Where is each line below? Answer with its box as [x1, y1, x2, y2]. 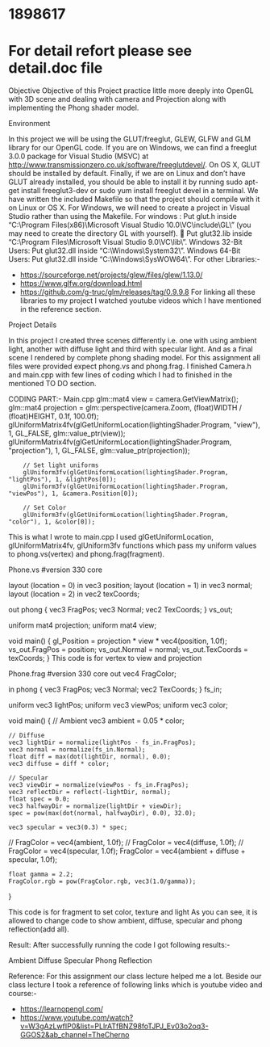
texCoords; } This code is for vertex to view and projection [8, 654, 202, 663]
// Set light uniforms [23, 461, 99, 469]
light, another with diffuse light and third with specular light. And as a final [8, 344, 253, 354]
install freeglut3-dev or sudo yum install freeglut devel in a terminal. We [21, 186, 259, 196]
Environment [8, 119, 51, 128]
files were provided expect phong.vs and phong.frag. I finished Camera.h [8, 361, 252, 372]
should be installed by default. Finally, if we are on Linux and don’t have [8, 169, 246, 179]
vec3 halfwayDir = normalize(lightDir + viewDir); [8, 802, 182, 810]
